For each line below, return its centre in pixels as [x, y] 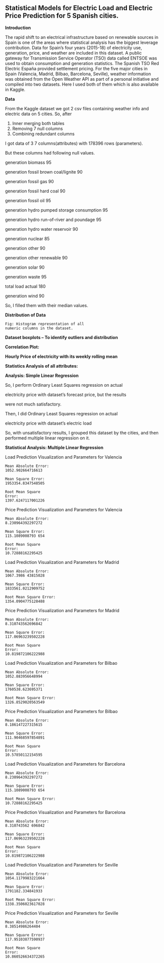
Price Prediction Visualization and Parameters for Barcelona [65, 812]
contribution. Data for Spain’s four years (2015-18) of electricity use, [73, 47]
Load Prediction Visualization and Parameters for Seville [62, 865]
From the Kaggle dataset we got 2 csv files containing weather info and [77, 108]
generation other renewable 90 [36, 257]
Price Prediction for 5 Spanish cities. [62, 16]
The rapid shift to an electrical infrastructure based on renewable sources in [82, 37]
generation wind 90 [25, 296]
